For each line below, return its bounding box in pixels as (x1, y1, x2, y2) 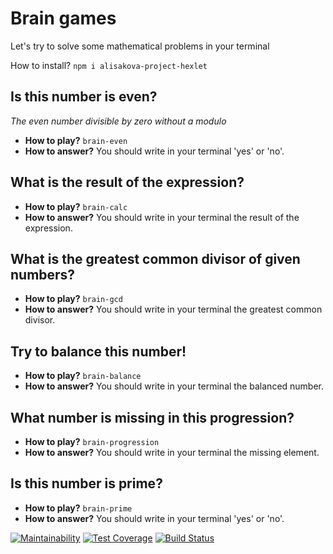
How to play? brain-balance (24, 370, 142, 382)
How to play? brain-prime (24, 502, 133, 514)
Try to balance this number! (10, 343, 187, 360)
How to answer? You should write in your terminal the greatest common (24, 303, 323, 316)
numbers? (10, 266, 76, 283)
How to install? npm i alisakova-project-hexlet (10, 59, 208, 71)
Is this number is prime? (10, 475, 163, 492)
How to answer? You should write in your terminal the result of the (24, 211, 300, 223)
